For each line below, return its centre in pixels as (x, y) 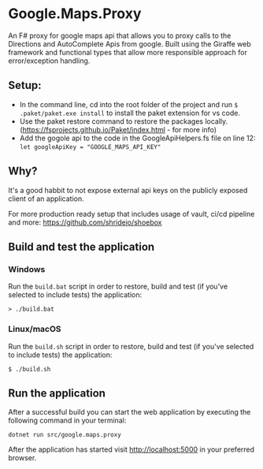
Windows (27, 269)
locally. (216, 121)
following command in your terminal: (67, 421)
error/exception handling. (49, 61)
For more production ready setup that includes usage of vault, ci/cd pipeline (131, 214)
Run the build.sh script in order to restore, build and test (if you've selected (131, 346)
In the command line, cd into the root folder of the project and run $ (129, 104)
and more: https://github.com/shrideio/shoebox (85, 222)
